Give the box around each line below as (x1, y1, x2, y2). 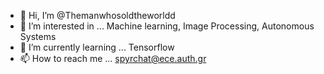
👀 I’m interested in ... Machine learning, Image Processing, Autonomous (19, 20, 315, 32)
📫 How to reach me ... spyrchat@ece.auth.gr (19, 53, 207, 64)
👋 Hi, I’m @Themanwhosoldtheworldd (19, 10, 176, 21)
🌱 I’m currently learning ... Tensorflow (19, 41, 175, 53)
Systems (19, 31, 57, 42)
